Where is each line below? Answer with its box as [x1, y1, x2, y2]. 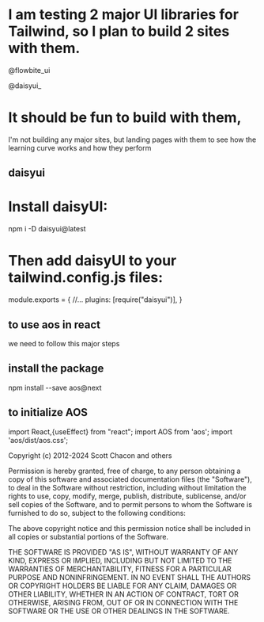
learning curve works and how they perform [8, 143, 152, 152]
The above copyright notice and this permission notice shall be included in [8, 523, 251, 532]
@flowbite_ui [8, 65, 51, 74]
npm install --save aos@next [8, 383, 102, 392]
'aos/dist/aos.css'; [8, 435, 69, 445]
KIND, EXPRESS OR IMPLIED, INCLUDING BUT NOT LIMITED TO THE [8, 555, 232, 565]
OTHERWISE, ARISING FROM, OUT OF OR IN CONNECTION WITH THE [8, 597, 239, 607]
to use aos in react [8, 318, 101, 331]
